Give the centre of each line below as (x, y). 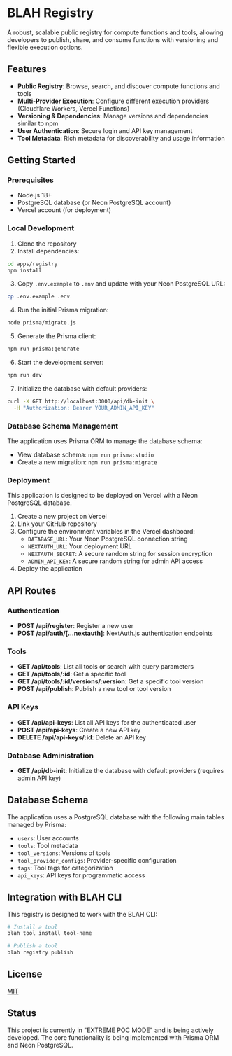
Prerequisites (30, 180)
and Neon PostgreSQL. (40, 1045)
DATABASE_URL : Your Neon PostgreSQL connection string (108, 539)
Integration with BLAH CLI (65, 897)
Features (27, 69)
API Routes (32, 591)
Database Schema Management (63, 426)
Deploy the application (50, 569)
